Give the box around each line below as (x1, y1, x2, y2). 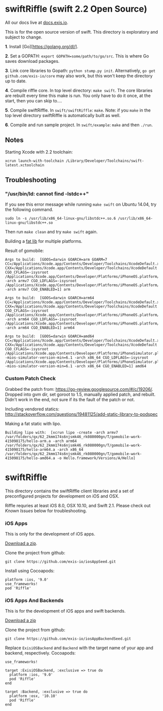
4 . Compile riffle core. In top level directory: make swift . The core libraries (5, 87, 153, 93)
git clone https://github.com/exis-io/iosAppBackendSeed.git (5, 636, 131, 641)
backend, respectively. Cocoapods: (5, 650, 76, 656)
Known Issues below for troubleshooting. (5, 508, 87, 514)
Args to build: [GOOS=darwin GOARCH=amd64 (5, 334, 95, 339)
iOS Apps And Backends (5, 597, 64, 604)
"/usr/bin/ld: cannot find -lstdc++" (5, 191, 89, 197)
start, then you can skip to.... (5, 97, 62, 103)
